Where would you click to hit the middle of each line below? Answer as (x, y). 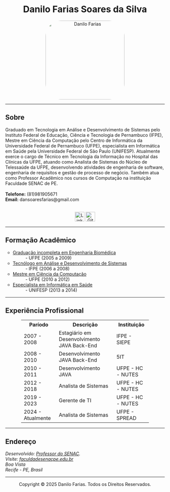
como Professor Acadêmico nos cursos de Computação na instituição (78, 178)
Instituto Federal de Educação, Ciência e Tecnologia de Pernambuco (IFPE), (84, 135)
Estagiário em (75, 333)
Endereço (21, 441)
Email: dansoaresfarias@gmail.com (42, 199)
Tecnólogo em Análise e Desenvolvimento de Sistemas (70, 263)
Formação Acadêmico (41, 240)
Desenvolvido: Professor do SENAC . (43, 454)
